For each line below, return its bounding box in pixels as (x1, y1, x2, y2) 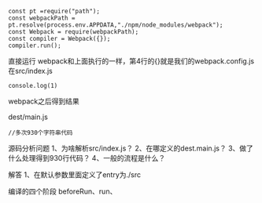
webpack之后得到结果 (8, 96, 80, 106)
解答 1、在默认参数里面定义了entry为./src (8, 170, 142, 179)
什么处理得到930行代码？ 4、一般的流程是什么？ (8, 154, 166, 162)
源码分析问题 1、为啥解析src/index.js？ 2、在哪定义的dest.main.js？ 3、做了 (8, 143, 254, 153)
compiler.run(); (8, 42, 61, 49)
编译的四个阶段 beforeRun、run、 (8, 187, 117, 196)
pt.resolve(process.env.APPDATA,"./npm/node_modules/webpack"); (8, 21, 223, 29)
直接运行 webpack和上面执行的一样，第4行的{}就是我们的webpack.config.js (8, 56, 254, 66)
